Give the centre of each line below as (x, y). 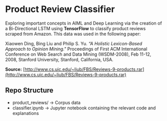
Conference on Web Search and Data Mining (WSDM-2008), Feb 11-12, (78, 54)
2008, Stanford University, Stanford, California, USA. (59, 59)
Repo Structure (29, 91)
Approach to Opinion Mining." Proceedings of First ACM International (76, 49)
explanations (25, 113)
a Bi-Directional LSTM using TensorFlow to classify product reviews (75, 28)
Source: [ (15, 69)
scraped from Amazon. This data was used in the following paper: (73, 34)
